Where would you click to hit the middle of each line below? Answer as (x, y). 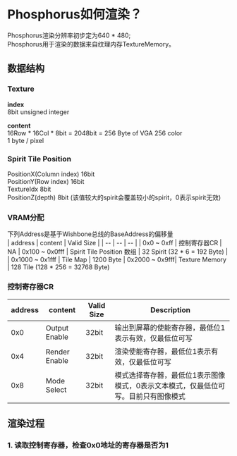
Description (170, 309)
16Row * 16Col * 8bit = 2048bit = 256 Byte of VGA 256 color (95, 133)
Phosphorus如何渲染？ (75, 14)
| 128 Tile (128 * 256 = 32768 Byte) (59, 267)
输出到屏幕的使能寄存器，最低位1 (170, 327)
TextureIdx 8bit (29, 189)
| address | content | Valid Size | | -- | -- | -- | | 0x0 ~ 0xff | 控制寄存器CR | (115, 243)
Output (57, 328)
